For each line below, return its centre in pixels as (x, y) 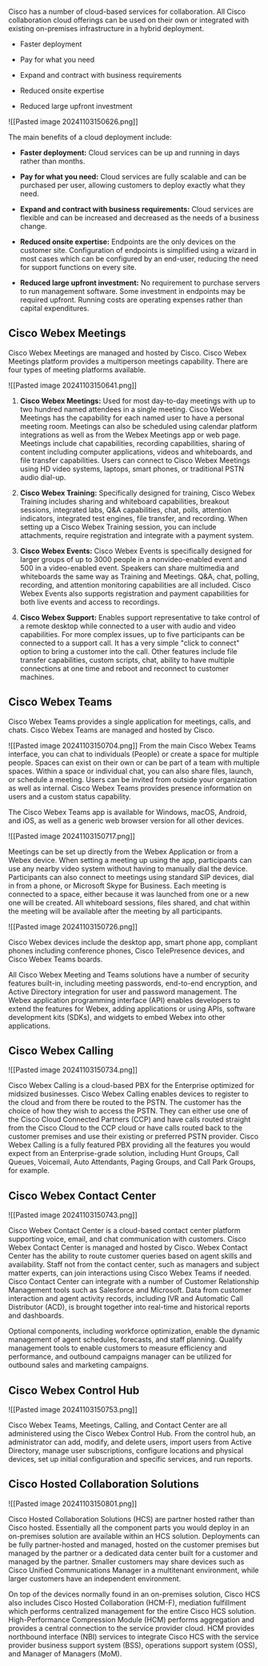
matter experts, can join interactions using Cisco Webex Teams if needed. (130, 1273)
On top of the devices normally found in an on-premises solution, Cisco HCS (134, 1594)
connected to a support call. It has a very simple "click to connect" (130, 643)
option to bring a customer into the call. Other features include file (128, 651)
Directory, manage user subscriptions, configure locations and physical (126, 1451)
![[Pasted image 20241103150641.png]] (73, 385)
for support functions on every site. (78, 267)
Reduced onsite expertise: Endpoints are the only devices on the (128, 242)
